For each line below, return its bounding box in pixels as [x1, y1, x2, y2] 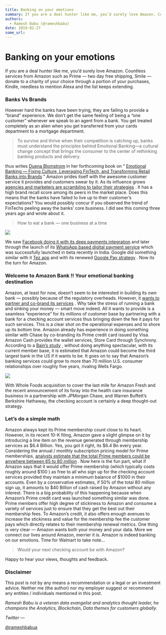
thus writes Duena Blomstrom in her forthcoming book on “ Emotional [5, 163, 147, 169]
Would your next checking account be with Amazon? [17, 546, 125, 552]
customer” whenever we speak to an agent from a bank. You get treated [5, 118, 152, 124]
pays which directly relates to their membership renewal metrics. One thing [5, 521, 158, 527]
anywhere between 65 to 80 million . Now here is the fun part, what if [5, 458, 146, 464]
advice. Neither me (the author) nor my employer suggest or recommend [5, 585, 154, 591]
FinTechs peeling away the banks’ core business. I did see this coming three [5, 205, 161, 211]
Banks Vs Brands [5, 96, 47, 103]
